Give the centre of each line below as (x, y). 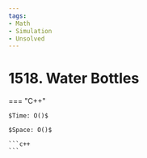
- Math (19, 23)
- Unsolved (27, 38)
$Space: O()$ (30, 130)
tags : (17, 16)
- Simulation (30, 31)
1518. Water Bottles (74, 79)
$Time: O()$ (28, 116)
